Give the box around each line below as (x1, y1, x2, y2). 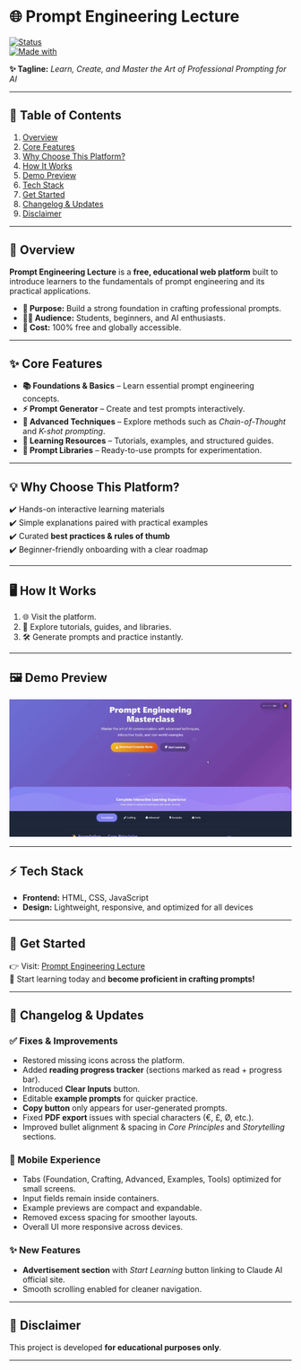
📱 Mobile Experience (9, 1154, 101, 1166)
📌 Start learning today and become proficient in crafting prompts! (9, 973, 255, 984)
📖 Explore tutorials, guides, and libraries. (21, 622, 172, 632)
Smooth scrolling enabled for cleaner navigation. (21, 1283, 202, 1294)
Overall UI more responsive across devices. (21, 1222, 184, 1233)
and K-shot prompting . (21, 426, 106, 437)
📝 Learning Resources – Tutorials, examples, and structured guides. (21, 435, 274, 446)
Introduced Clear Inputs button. (21, 1084, 141, 1095)
